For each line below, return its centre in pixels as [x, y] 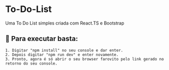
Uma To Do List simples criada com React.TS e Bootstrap [65, 23]
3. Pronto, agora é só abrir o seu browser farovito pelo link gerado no [85, 59]
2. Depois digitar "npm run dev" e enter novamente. [62, 54]
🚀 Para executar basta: [42, 39]
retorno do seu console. [31, 63]
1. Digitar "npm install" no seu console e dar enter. [64, 50]
